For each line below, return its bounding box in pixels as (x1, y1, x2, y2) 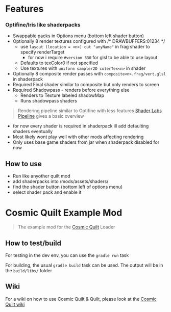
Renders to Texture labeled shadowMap (20, 92, 105, 98)
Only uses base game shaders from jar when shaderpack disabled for (12, 139, 160, 145)
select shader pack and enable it (12, 189, 82, 195)
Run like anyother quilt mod (12, 173, 70, 179)
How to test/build (5, 239, 61, 247)
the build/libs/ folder (5, 268, 53, 274)
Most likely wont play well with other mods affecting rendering (12, 134, 144, 140)
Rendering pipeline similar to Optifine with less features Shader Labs (17, 108, 162, 114)
